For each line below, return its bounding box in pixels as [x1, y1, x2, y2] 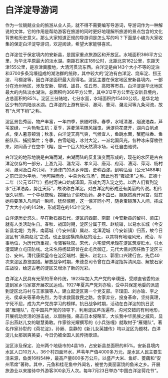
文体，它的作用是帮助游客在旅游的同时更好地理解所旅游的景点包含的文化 [13, 28, 163, 34]
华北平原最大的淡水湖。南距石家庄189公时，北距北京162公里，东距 [18, 58, 155, 64]
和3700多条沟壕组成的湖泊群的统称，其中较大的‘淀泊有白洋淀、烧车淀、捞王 [5, 70, 161, 76]
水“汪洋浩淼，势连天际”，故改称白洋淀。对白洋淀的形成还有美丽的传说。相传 [5, 185, 162, 191]
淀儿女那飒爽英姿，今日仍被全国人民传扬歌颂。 [5, 331, 101, 338]
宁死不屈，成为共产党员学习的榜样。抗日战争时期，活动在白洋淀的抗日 [5, 300, 150, 306]
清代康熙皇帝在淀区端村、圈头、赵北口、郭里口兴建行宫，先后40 [26, 252, 160, 258]
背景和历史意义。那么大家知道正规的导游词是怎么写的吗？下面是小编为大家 [5, 35, 158, 41]
